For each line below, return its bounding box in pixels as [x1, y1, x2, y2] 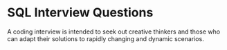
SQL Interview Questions [7, 5, 154, 21]
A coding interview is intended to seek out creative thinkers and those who [7, 27, 220, 36]
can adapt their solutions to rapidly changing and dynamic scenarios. [7, 34, 204, 42]
